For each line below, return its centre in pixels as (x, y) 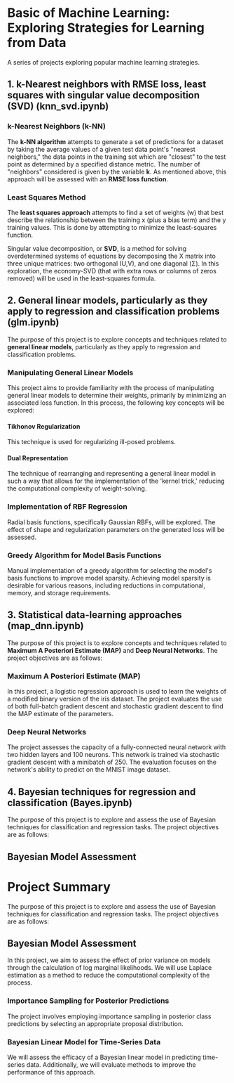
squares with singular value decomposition (104, 95)
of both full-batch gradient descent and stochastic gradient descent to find (116, 706)
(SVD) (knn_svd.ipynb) (58, 106)
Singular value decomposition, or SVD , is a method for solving (97, 248)
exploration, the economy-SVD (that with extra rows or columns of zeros (112, 271)
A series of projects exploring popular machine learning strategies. (103, 62)
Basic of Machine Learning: (89, 13)
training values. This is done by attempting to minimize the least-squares (112, 227)
